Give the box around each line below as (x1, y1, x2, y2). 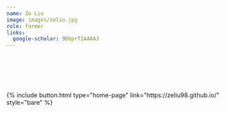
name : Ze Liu (6, 10, 44, 17)
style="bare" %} (6, 99, 53, 107)
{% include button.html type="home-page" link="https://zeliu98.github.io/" (6, 91, 220, 99)
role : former (6, 23, 44, 29)
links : (6, 29, 25, 36)
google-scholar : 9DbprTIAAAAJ (12, 36, 99, 42)
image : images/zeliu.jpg (6, 16, 78, 23)
